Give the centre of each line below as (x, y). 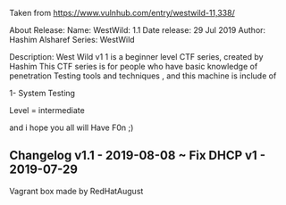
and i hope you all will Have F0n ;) (71, 127)
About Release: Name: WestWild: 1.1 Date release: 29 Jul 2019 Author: (138, 30)
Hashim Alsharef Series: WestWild (72, 40)
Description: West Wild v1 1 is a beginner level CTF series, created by (136, 57)
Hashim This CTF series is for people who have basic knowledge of (134, 66)
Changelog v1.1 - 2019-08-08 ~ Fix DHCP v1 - (138, 156)
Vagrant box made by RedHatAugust (76, 191)
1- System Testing (42, 93)
